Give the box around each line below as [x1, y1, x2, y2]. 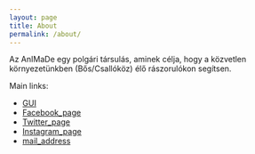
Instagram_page [21, 126, 82, 137]
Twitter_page [21, 117, 71, 127]
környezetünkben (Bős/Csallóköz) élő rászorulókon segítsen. [9, 63, 232, 74]
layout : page [9, 12, 58, 22]
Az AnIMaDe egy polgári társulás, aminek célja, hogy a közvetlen [9, 54, 247, 65]
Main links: [9, 81, 49, 92]
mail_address [21, 135, 71, 147]
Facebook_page [21, 108, 82, 118]
